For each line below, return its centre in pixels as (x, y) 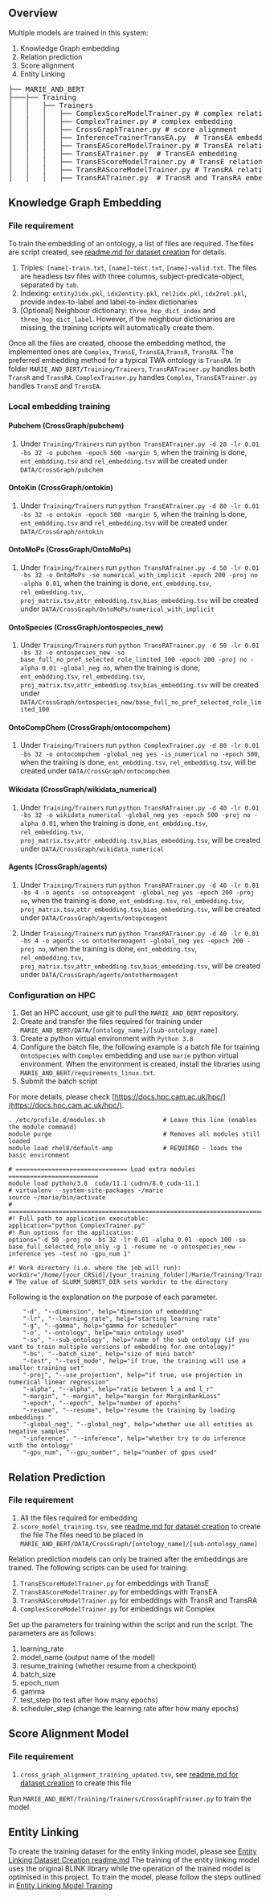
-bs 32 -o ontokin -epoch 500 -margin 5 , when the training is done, (133, 514)
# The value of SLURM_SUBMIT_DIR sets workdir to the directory (118, 1282)
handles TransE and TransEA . (55, 386)
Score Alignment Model (69, 1734)
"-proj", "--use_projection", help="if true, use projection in (133, 1376)
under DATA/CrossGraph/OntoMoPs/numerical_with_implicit (117, 609)
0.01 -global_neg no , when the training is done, (121, 668)
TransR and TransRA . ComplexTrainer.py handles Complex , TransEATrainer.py (133, 377)
